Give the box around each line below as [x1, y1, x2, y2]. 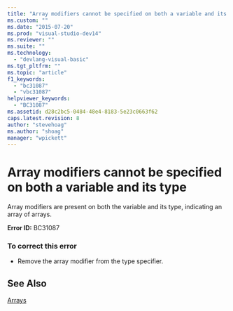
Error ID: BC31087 [7, 224, 60, 232]
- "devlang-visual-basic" [13, 56, 90, 63]
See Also [7, 277, 47, 289]
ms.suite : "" [7, 43, 45, 50]
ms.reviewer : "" [7, 37, 55, 44]
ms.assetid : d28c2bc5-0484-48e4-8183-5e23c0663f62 [7, 108, 158, 115]
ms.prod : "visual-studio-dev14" [7, 29, 101, 37]
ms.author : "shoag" [7, 128, 64, 135]
